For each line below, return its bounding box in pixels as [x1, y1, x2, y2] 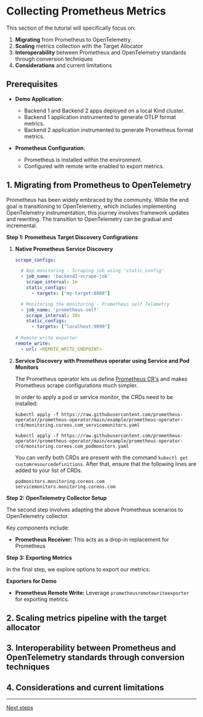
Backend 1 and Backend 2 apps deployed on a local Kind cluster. [24, 107, 185, 114]
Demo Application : [14, 95, 63, 102]
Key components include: [6, 524, 69, 531]
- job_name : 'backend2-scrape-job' [21, 273, 111, 279]
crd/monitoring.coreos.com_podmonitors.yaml [14, 443, 129, 449]
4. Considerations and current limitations [6, 682, 164, 693]
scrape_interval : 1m [26, 279, 78, 285]
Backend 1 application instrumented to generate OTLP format [24, 113, 176, 120]
